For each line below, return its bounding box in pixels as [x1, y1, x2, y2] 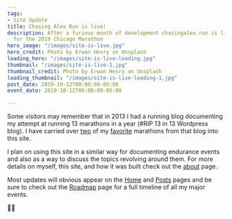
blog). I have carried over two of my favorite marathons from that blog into [7, 127, 219, 135]
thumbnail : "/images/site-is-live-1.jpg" [7, 61, 128, 68]
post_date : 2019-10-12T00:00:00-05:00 [7, 81, 119, 88]
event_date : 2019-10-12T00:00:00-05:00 [7, 87, 122, 94]
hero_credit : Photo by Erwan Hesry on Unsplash [7, 49, 147, 56]
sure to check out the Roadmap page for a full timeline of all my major [7, 183, 206, 191]
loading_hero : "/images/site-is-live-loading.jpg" [7, 55, 156, 62]
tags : [7, 10, 23, 17]
